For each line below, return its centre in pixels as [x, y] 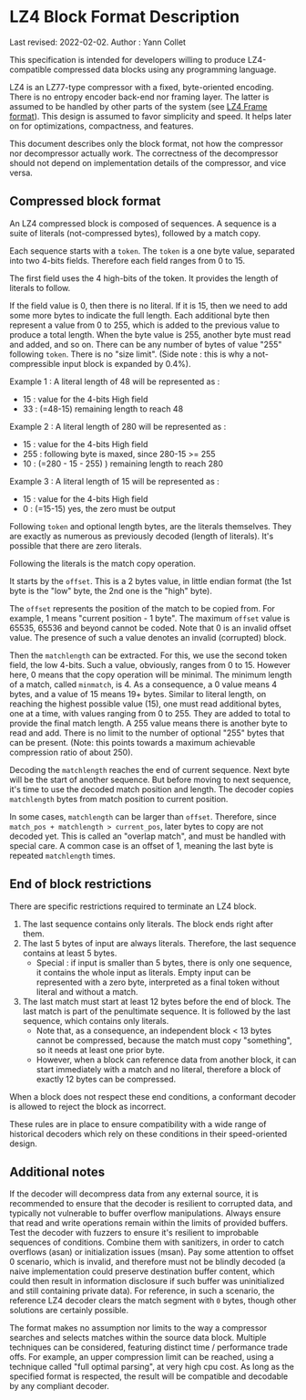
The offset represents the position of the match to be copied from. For [143, 608]
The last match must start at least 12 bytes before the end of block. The [157, 1001]
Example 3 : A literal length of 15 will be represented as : [115, 481]
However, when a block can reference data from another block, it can [166, 1060]
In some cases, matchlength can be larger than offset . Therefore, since [143, 816]
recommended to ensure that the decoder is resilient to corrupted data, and [151, 1204]
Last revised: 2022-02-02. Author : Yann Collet [98, 42]
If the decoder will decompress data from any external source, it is [134, 1194]
